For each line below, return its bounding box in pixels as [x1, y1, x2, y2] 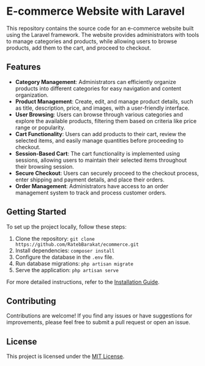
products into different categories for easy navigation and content [15, 85, 182, 92]
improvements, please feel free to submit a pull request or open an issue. [6, 319, 191, 326]
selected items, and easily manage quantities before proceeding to [15, 137, 184, 144]
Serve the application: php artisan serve [15, 266, 119, 273]
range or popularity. [15, 124, 65, 131]
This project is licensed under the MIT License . [6, 353, 125, 360]
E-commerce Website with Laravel [6, 4, 185, 18]
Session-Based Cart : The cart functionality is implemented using [15, 150, 181, 157]
